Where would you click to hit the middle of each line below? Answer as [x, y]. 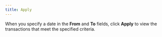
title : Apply [19, 10]
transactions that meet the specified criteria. [50, 29]
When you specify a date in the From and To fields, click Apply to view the [81, 24]
